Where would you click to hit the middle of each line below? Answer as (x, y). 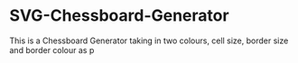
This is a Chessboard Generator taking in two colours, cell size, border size (149, 40)
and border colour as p (52, 49)
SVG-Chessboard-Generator (119, 16)
